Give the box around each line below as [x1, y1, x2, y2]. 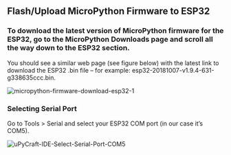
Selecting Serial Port [7, 104, 77, 113]
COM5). [7, 126, 30, 134]
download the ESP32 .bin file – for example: [7, 66, 131, 74]
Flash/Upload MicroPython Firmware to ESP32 [7, 5, 210, 17]
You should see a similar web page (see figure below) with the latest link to [7, 58, 219, 67]
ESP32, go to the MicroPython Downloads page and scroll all [7, 34, 213, 44]
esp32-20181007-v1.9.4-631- [131, 66, 214, 74]
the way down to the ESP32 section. [7, 43, 130, 53]
